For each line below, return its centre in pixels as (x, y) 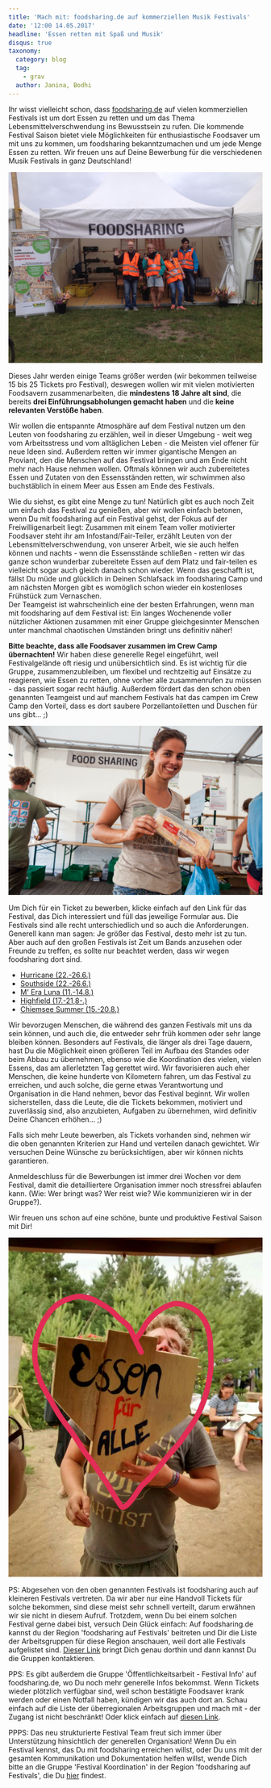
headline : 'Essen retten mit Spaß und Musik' (86, 34)
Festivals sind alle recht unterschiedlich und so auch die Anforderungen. (129, 925)
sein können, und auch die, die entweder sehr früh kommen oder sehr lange (135, 1034)
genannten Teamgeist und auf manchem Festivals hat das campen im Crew (133, 697)
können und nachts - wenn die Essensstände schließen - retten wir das (127, 552)
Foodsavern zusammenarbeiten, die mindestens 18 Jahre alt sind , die (125, 392)
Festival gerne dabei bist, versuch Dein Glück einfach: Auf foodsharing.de (131, 1624)
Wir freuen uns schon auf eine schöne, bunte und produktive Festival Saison (135, 1218)
